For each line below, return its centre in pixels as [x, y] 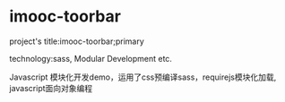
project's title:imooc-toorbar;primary [77, 41]
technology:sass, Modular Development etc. [91, 58]
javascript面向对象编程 [51, 88]
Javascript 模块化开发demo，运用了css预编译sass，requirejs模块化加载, [143, 77]
